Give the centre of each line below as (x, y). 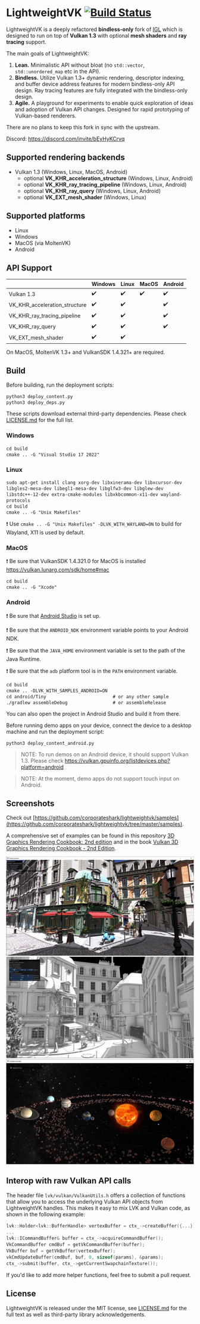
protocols (18, 501)
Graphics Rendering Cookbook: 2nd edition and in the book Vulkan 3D (92, 842)
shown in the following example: (46, 1214)
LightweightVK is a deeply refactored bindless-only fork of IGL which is (94, 29)
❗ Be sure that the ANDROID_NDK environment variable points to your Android (97, 630)
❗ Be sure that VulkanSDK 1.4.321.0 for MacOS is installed (76, 561)
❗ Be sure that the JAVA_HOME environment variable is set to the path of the (96, 650)
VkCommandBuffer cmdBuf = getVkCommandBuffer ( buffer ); (76, 1245)
